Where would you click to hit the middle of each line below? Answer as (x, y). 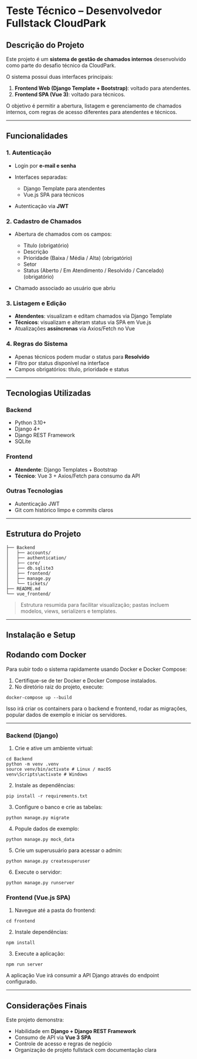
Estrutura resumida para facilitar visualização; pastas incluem (95, 604)
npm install (21, 943)
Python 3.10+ (30, 423)
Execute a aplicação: (40, 954)
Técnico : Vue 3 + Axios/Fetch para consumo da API (77, 476)
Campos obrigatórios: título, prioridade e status (72, 369)
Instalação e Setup (41, 635)
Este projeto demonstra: (35, 1020)
